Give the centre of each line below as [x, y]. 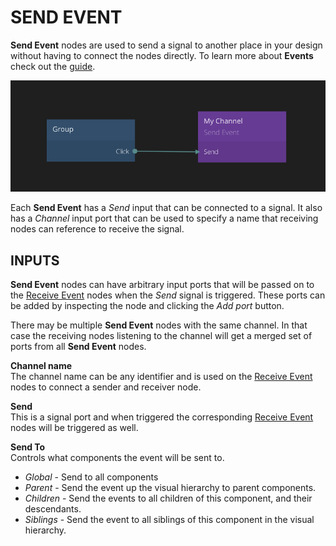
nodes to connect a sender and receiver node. [106, 387]
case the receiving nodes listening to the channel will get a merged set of [161, 335]
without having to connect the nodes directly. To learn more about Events [162, 55]
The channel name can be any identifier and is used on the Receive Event [161, 376]
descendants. [53, 508]
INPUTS [35, 260]
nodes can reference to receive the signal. [97, 229]
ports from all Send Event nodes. [78, 346]
